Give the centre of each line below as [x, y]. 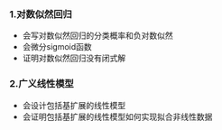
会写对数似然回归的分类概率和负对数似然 [97, 36]
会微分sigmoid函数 [57, 47]
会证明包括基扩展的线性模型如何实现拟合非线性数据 [117, 116]
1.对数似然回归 [41, 14]
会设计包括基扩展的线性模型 [74, 105]
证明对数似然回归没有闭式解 [74, 58]
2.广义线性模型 [42, 84]
